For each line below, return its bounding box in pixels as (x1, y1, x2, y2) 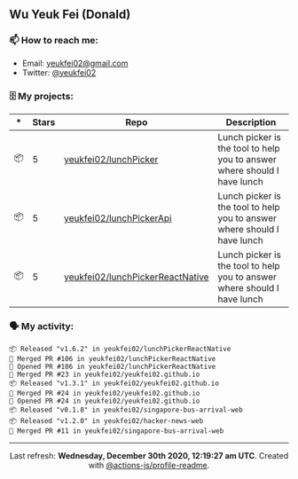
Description (225, 115, 277, 128)
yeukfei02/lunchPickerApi (63, 212, 172, 224)
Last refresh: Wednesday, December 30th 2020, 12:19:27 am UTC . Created (9, 451, 289, 461)
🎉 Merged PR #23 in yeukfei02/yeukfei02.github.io (9, 370, 200, 380)
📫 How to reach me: (9, 35, 99, 47)
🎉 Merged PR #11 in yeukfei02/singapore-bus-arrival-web (9, 427, 224, 436)
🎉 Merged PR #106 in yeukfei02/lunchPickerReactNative (9, 355, 216, 364)
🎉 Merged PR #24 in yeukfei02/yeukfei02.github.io (9, 389, 200, 398)
